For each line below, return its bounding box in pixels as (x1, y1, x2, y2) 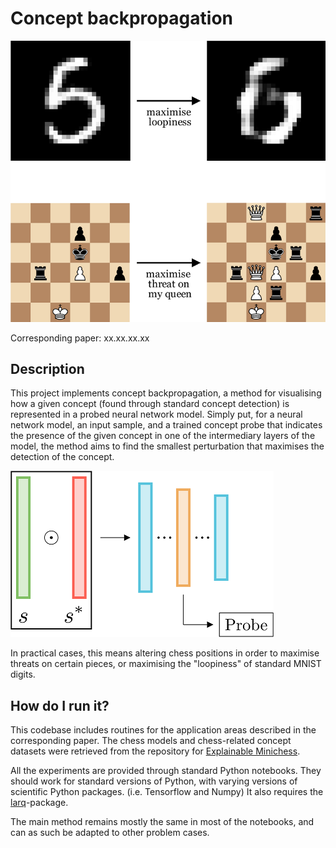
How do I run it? (10, 697, 110, 714)
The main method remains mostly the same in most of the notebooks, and (10, 816, 315, 828)
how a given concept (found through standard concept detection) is (10, 398, 290, 410)
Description (10, 360, 85, 377)
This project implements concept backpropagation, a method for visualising (10, 387, 322, 399)
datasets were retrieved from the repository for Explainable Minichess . (10, 745, 301, 757)
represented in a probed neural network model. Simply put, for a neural (10, 408, 303, 421)
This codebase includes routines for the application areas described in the (10, 724, 317, 736)
